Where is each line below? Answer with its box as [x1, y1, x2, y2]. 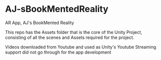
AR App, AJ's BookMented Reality [5, 20, 74, 26]
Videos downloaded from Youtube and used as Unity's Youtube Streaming [5, 44, 157, 50]
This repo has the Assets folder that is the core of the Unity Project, [5, 29, 142, 35]
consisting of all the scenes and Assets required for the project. [5, 34, 134, 40]
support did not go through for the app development [5, 49, 112, 55]
